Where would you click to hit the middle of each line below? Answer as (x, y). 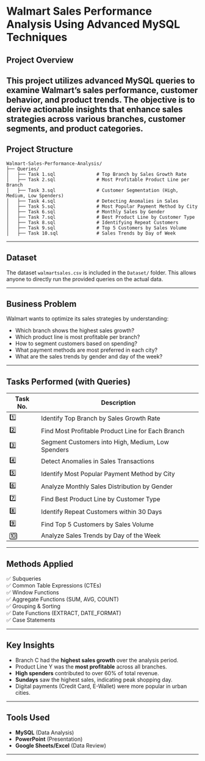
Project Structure (40, 149)
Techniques (37, 37)
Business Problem (41, 304)
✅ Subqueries (24, 579)
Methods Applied (40, 564)
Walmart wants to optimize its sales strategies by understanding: (88, 319)
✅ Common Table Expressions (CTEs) (54, 586)
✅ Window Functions (33, 593)
